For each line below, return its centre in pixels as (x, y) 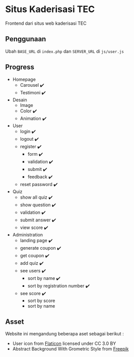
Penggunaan (26, 39)
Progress (20, 67)
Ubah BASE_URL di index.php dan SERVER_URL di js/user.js (65, 51)
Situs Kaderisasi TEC (50, 9)
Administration (28, 234)
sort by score (41, 301)
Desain (20, 100)
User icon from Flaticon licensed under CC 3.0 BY (64, 343)
